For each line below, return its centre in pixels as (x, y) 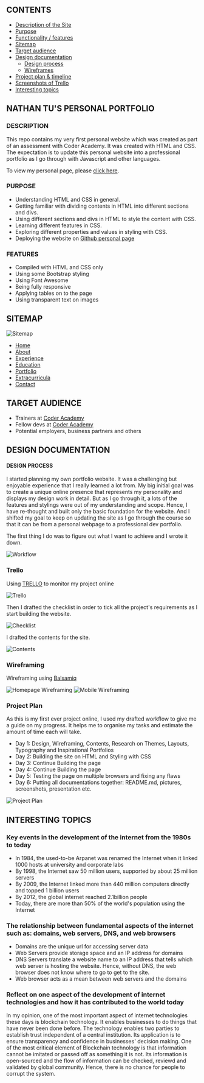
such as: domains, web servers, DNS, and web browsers (91, 933)
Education (28, 364)
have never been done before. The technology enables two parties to (93, 1028)
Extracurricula (32, 378)
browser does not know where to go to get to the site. (82, 972)
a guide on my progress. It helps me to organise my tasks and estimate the (100, 725)
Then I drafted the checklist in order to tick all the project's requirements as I (102, 607)
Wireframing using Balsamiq (42, 678)
